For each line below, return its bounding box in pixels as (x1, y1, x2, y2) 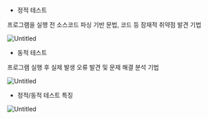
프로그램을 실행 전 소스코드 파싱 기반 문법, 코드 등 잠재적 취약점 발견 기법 (7, 21, 202, 29)
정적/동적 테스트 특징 (17, 91, 74, 99)
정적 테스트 (17, 6, 48, 14)
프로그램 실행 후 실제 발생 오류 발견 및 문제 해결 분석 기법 (7, 63, 160, 71)
